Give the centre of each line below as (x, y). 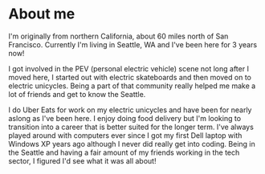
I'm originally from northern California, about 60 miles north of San (118, 36)
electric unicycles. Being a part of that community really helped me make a (132, 86)
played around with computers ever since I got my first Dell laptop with (125, 135)
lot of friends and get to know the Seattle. (77, 94)
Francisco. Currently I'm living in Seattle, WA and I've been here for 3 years (133, 44)
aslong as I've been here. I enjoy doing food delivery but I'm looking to (125, 118)
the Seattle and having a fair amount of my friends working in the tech (124, 152)
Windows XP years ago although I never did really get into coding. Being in (132, 144)
